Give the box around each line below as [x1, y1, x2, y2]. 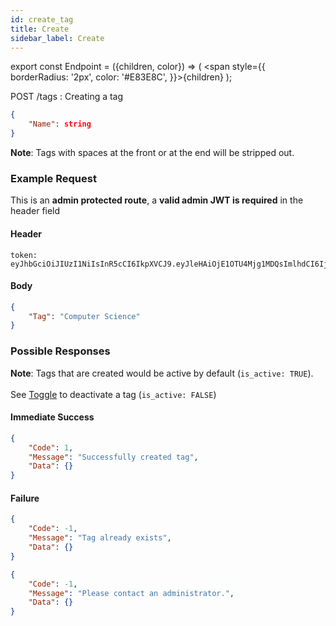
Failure [10, 492, 40, 504]
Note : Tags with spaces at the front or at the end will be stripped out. [10, 147, 295, 158]
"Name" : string [28, 119, 92, 130]
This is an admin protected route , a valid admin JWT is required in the [10, 194, 304, 206]
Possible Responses [10, 344, 111, 358]
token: [10, 250, 38, 260]
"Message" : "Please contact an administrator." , [28, 588, 235, 598]
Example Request [10, 171, 97, 185]
